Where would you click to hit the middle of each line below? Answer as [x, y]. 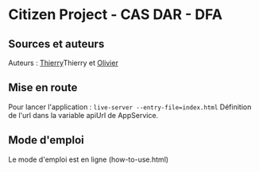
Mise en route [43, 88]
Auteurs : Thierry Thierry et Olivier [64, 63]
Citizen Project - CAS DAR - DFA [115, 15]
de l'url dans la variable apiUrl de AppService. [83, 115]
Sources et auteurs [56, 44]
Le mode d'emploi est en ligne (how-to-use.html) [89, 159]
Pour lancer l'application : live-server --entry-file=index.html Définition [130, 107]
